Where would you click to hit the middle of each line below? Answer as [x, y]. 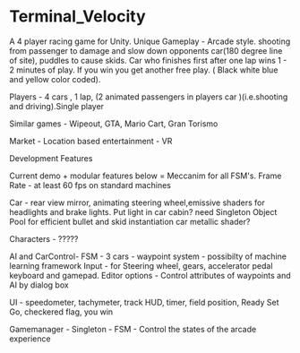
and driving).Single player [57, 106]
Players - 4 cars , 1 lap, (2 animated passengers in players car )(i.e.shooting [149, 97]
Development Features [51, 158]
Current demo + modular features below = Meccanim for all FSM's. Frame [146, 176]
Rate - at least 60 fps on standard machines [90, 185]
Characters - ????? [44, 238]
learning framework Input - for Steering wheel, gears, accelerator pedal [141, 265]
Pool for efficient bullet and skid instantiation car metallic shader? [130, 221]
